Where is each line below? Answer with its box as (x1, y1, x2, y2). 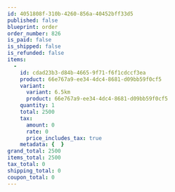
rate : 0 (25, 128, 49, 135)
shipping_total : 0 (7, 167, 61, 174)
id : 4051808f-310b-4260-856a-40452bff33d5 (7, 10, 134, 18)
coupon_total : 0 (7, 174, 55, 181)
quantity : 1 (20, 102, 55, 109)
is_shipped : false (7, 43, 61, 50)
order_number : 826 (7, 30, 61, 37)
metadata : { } (20, 141, 65, 148)
